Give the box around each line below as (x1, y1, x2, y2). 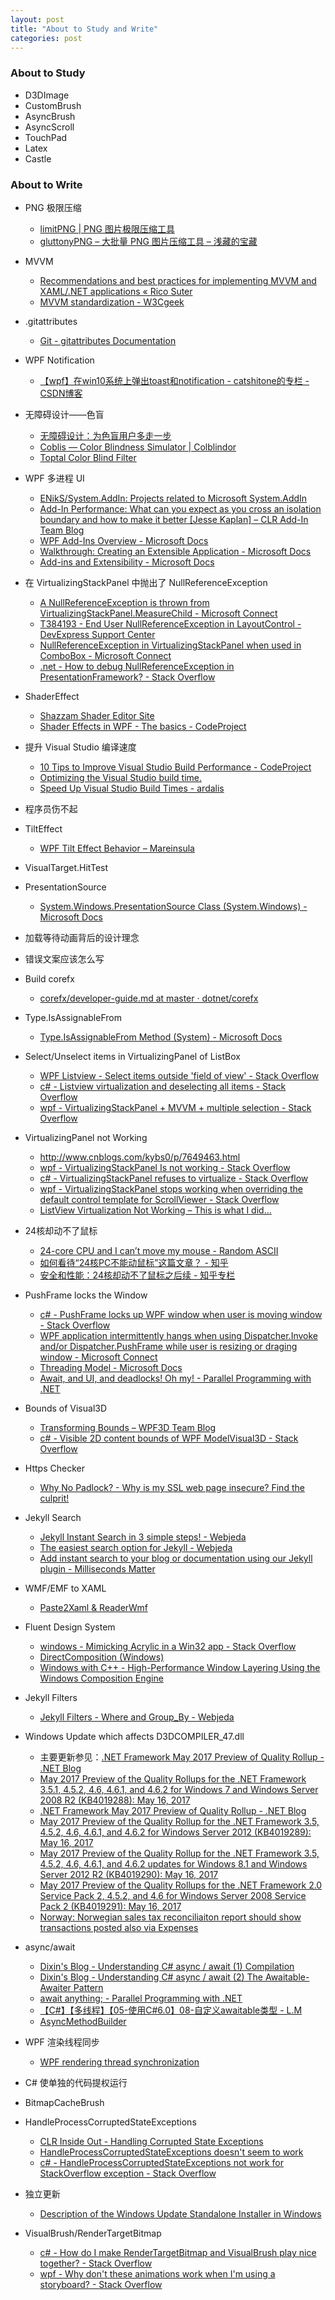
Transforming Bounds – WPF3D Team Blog (39, 1421, 217, 1433)
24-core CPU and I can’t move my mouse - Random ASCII (39, 1244, 279, 1256)
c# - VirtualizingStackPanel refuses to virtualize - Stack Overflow (39, 1172, 309, 1184)
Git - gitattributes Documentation (39, 334, 177, 346)
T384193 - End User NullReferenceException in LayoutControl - (39, 617, 302, 630)
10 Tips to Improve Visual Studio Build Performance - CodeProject (39, 761, 312, 773)
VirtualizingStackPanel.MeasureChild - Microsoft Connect (39, 607, 278, 619)
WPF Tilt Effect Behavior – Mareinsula (39, 842, 195, 854)
